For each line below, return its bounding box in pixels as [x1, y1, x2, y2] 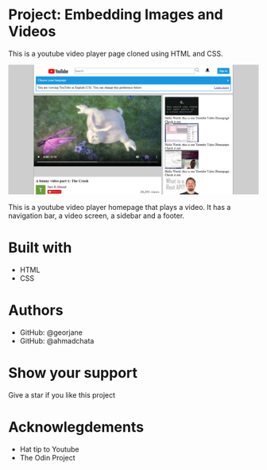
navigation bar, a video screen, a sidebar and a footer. [8, 211, 185, 220]
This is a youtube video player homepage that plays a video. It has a [8, 203, 231, 212]
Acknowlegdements [8, 418, 145, 437]
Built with [8, 239, 72, 257]
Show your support [8, 364, 137, 383]
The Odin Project [19, 453, 75, 463]
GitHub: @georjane [19, 328, 83, 337]
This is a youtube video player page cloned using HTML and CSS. [8, 49, 223, 58]
